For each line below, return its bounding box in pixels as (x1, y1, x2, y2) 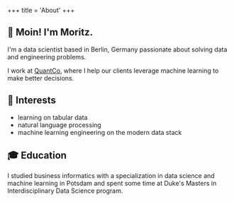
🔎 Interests (7, 95, 57, 107)
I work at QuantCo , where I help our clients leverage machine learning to (7, 66, 219, 75)
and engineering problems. (7, 52, 87, 61)
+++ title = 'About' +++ (7, 6, 75, 14)
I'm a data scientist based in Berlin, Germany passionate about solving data (7, 45, 228, 54)
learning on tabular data (17, 113, 88, 121)
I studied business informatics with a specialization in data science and (7, 172, 215, 180)
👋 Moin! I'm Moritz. (7, 26, 94, 38)
